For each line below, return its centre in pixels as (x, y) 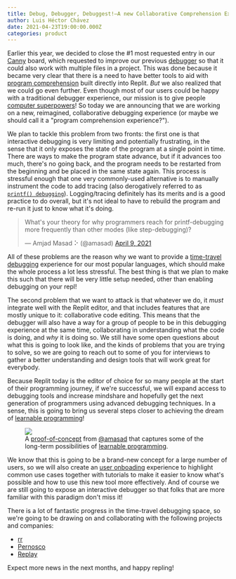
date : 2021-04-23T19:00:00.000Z (54, 27)
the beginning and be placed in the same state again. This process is (107, 171)
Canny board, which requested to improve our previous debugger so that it (116, 61)
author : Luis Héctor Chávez (48, 20)
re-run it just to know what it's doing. (61, 208)
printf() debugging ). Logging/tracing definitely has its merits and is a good (117, 194)
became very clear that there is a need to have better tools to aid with (108, 76)
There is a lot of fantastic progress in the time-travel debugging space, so (114, 511)
